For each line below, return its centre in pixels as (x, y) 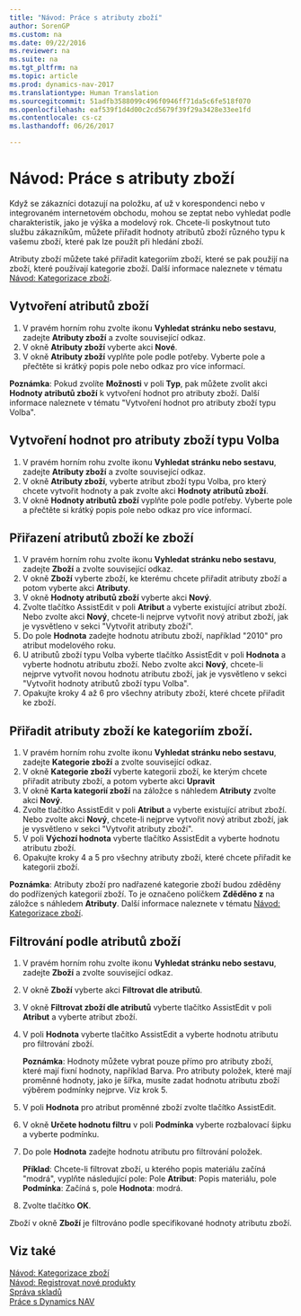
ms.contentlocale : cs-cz (56, 118)
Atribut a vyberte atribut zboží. (80, 1017)
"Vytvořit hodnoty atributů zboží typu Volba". (106, 684)
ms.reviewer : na (40, 51)
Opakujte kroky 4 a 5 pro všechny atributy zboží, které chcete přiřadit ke (157, 858)
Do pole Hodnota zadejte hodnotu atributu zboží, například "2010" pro (152, 636)
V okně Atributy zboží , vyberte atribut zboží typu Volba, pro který (144, 481)
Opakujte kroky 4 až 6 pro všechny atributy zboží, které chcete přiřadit (154, 693)
